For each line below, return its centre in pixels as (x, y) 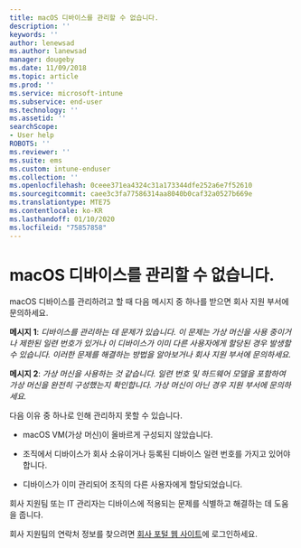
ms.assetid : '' (38, 118)
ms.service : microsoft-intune (66, 93)
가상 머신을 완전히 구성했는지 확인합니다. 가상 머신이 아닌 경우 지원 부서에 (138, 385)
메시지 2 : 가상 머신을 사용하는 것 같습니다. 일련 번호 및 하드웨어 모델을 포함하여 (148, 374)
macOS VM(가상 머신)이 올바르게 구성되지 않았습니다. (118, 435)
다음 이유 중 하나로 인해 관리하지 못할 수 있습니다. (96, 415)
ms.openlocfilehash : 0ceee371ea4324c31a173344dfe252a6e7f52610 (131, 186)
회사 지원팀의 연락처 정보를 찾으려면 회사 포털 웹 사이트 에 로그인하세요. (133, 534)
